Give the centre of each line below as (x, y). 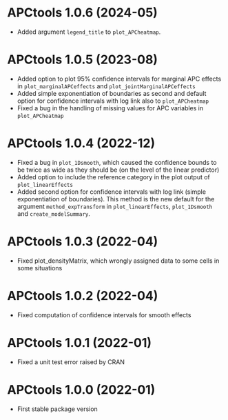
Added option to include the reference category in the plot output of (113, 177)
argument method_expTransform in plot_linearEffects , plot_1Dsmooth (115, 206)
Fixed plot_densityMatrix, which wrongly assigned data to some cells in (118, 261)
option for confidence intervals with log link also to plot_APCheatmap (113, 101)
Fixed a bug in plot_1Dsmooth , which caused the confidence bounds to (117, 162)
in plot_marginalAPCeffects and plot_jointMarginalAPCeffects (106, 86)
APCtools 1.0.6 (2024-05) (83, 13)
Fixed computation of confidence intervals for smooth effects (104, 314)
